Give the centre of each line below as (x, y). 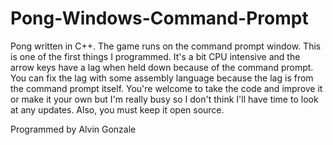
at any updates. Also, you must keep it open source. (117, 109)
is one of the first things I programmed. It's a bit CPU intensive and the (155, 56)
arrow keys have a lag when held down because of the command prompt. (162, 67)
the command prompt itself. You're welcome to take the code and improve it (166, 88)
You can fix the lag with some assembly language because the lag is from (162, 78)
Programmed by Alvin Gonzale (73, 129)
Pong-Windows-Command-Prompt (159, 18)
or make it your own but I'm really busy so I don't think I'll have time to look (164, 99)
